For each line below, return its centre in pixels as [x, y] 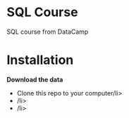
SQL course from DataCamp [48, 32]
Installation [40, 60]
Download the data [35, 79]
